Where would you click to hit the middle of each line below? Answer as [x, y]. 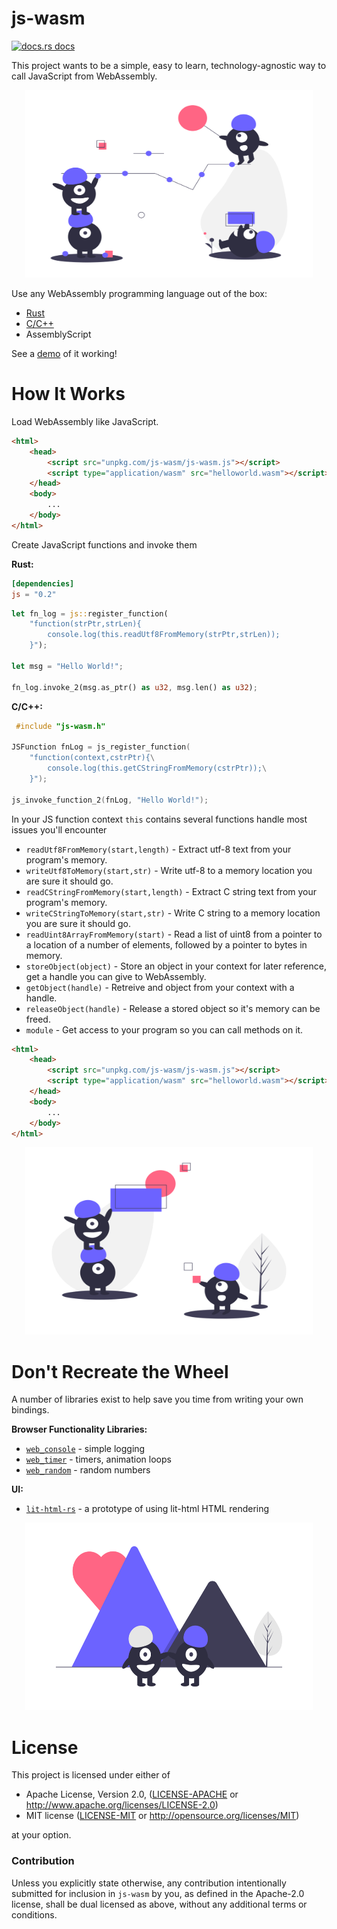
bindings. [30, 1410]
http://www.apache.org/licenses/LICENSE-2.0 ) [122, 1805]
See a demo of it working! [64, 353]
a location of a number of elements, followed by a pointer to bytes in [166, 944]
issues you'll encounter [59, 829]
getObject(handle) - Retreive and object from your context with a [160, 987]
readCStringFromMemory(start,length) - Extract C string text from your [171, 891]
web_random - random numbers [88, 1470]
